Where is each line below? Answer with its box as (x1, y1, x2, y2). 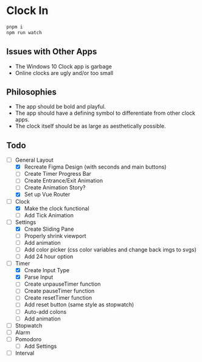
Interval (15, 349, 35, 357)
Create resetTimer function (24, 294, 92, 302)
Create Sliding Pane (24, 225, 74, 233)
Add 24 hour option (24, 253, 74, 260)
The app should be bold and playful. (15, 103, 106, 110)
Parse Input (24, 273, 54, 281)
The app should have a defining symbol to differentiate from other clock (15, 109, 196, 117)
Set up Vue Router (24, 190, 71, 198)
